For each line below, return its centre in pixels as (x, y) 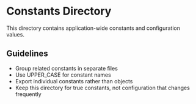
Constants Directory (59, 11)
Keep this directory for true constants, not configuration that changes (103, 88)
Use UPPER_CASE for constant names (63, 75)
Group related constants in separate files (66, 68)
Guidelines (27, 54)
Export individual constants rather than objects (74, 81)
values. (15, 34)
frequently (28, 94)
